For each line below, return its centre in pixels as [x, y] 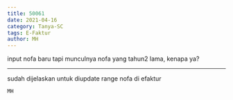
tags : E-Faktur [29, 33]
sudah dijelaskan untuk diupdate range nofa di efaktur [84, 79]
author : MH [23, 39]
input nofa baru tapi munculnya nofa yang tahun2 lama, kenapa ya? [103, 59]
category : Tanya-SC [35, 26]
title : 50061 [26, 13]
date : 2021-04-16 [32, 20]
